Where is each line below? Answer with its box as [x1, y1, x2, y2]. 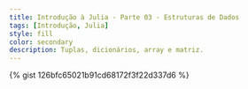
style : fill [9, 29, 53, 38]
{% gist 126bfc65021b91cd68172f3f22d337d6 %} [9, 70, 190, 80]
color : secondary [9, 37, 74, 47]
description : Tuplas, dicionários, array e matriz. [9, 46, 204, 55]
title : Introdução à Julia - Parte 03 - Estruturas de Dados [9, 12, 240, 22]
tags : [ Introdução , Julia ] [9, 21, 109, 30]
